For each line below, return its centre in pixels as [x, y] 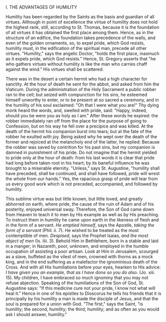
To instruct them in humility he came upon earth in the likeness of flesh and [82, 220]
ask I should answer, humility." [36, 314]
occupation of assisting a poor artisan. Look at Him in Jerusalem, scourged [82, 251]
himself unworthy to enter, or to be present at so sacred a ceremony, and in [82, 100]
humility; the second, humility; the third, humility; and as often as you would [83, 309]
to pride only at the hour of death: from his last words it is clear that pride [80, 158]
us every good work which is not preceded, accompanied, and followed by [82, 184]
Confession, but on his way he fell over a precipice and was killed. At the [80, 126]
